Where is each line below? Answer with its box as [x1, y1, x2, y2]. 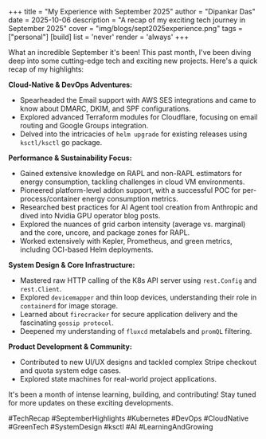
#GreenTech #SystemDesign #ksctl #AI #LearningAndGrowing [8, 422, 213, 431]
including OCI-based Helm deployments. [19, 245, 154, 254]
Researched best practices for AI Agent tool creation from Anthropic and [19, 202, 258, 212]
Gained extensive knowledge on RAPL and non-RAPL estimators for [19, 169, 242, 178]
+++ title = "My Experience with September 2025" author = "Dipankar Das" [8, 7, 256, 16]
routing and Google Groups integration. [19, 121, 149, 130]
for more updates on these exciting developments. [8, 398, 174, 407]
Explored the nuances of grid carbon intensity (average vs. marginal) [19, 219, 246, 229]
